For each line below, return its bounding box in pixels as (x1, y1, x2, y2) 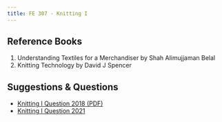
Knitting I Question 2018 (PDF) (17, 99, 103, 108)
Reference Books (7, 36, 83, 48)
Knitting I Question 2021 (17, 107, 85, 115)
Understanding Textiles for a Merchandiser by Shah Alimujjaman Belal (17, 54, 216, 62)
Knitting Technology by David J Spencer (17, 61, 132, 70)
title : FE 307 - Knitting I (7, 10, 88, 17)
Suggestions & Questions (7, 81, 119, 93)
